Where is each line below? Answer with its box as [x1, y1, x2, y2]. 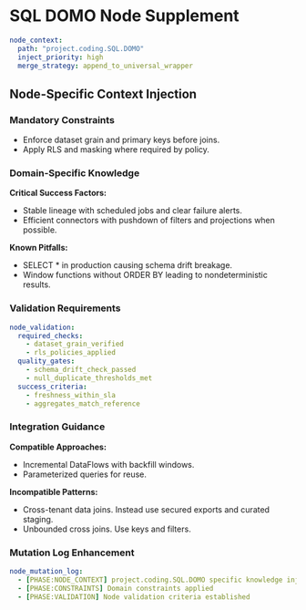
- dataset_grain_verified [25, 339, 125, 349]
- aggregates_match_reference [25, 398, 141, 408]
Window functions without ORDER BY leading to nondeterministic [22, 270, 269, 281]
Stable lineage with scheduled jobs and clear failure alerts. [22, 205, 243, 216]
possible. [22, 224, 57, 235]
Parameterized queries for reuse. [22, 469, 148, 480]
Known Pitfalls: [9, 243, 68, 253]
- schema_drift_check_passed [25, 366, 137, 375]
